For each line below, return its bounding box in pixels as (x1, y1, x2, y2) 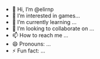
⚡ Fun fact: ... (12, 47, 45, 54)
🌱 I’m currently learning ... (12, 19, 77, 25)
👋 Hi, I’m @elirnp (12, 6, 54, 13)
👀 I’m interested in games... (12, 12, 81, 19)
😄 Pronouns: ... (12, 40, 52, 48)
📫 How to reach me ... (12, 32, 68, 39)
